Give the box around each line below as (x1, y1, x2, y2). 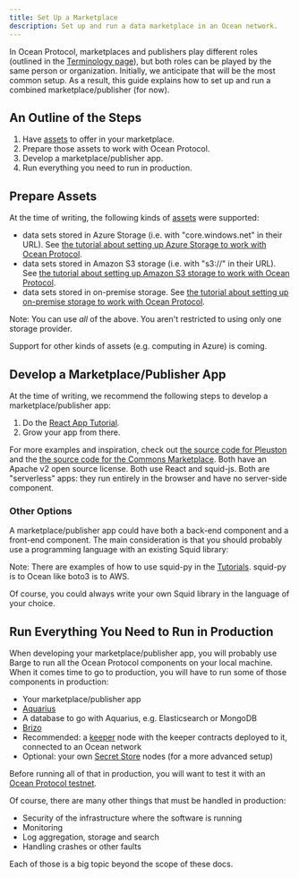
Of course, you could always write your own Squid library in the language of (9, 588, 290, 599)
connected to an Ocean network (21, 742, 141, 752)
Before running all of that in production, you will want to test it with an (9, 769, 266, 779)
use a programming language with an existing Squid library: (9, 544, 229, 555)
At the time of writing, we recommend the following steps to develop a (9, 390, 269, 401)
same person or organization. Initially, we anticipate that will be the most (9, 65, 276, 76)
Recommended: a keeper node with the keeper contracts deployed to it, (21, 732, 288, 743)
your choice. (9, 598, 56, 609)
